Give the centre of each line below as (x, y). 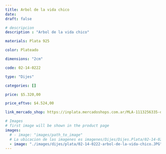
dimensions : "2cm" (24, 59)
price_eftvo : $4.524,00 (30, 103)
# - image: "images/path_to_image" (46, 135)
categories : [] (21, 86)
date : (11, 14)
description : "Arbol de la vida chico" (47, 32)
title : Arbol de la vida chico (37, 10)
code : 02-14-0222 (23, 68)
